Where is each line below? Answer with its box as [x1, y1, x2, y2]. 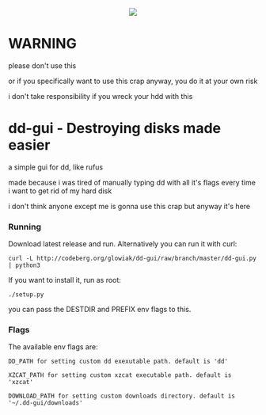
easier [8, 136, 51, 154]
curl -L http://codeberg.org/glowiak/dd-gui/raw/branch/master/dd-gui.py [8, 254, 257, 263]
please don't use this [8, 60, 77, 70]
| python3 [8, 261, 41, 269]
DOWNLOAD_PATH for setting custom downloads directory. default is [8, 392, 236, 400]
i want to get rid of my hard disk [8, 186, 112, 196]
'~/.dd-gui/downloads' [8, 399, 83, 407]
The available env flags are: [8, 342, 98, 352]
